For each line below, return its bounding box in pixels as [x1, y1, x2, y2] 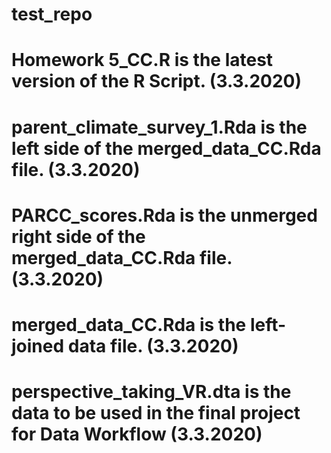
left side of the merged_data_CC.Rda [11, 137, 322, 160]
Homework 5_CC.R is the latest [11, 49, 274, 72]
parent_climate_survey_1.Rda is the [11, 116, 308, 138]
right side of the [11, 225, 146, 248]
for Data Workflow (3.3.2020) [11, 423, 263, 446]
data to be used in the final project [11, 402, 301, 425]
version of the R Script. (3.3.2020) [11, 70, 303, 93]
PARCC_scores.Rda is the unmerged [11, 204, 318, 227]
